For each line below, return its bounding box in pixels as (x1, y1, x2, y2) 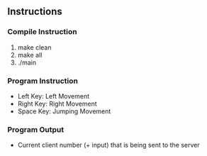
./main (17, 58, 37, 67)
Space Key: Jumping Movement (17, 106, 111, 116)
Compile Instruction (7, 27, 77, 37)
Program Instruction (7, 76, 79, 86)
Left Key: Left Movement (17, 91, 90, 100)
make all (17, 50, 43, 59)
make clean (17, 43, 52, 52)
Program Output (7, 124, 65, 134)
